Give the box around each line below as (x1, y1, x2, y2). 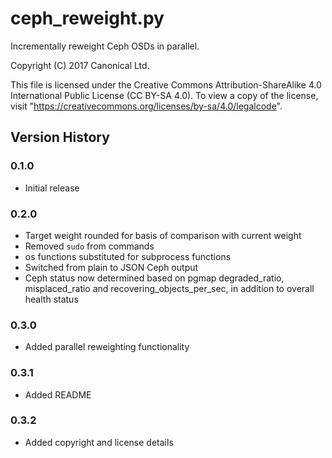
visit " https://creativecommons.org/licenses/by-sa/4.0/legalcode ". (10, 100, 283, 112)
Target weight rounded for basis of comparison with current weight (24, 229, 302, 241)
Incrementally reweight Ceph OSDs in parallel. (10, 40, 200, 52)
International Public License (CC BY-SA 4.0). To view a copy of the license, (10, 89, 319, 101)
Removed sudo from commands (24, 240, 155, 252)
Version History (10, 129, 110, 146)
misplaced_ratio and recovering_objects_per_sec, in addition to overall (24, 282, 315, 294)
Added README (24, 388, 92, 401)
